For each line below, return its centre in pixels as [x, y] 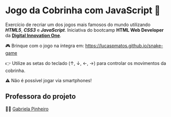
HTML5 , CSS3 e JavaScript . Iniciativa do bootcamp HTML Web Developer [84, 30]
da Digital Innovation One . [33, 35]
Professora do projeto [41, 97]
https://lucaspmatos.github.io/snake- [124, 45]
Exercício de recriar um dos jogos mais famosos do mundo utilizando [78, 25]
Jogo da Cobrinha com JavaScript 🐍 [83, 10]
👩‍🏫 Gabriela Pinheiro [27, 109]
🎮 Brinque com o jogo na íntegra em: [45, 45]
